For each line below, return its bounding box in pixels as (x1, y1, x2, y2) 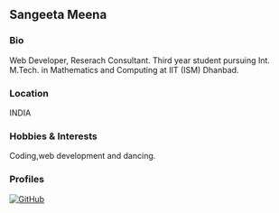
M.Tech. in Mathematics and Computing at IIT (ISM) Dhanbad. (9, 64, 239, 75)
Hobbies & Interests (9, 130, 98, 143)
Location (9, 87, 50, 99)
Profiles (9, 173, 45, 186)
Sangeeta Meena (9, 7, 107, 23)
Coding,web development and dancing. (9, 151, 156, 162)
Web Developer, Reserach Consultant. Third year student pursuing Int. (9, 54, 271, 66)
